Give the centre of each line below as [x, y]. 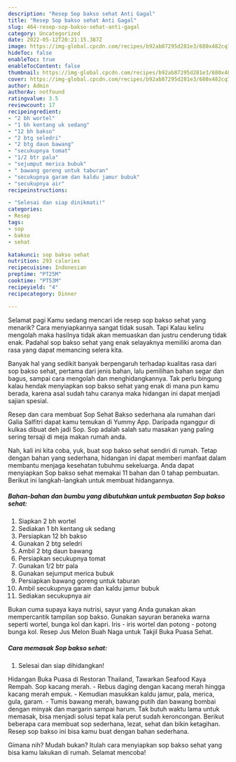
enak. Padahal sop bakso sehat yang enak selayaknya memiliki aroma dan [115, 342]
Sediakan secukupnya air [55, 596]
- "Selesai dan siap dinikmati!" [57, 203]
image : [18, 46]
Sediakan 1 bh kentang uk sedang [67, 529]
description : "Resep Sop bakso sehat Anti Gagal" [82, 14]
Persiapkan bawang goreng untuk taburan [79, 581]
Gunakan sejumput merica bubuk [66, 574]
